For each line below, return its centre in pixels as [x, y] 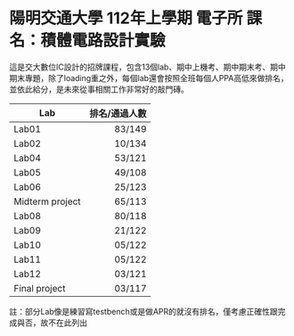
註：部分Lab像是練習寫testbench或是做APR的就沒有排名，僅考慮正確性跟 [143, 311]
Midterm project [48, 201]
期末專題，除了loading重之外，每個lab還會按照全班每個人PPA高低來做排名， [149, 78]
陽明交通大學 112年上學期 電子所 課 [136, 18]
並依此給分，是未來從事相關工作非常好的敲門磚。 [99, 89]
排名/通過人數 [118, 113]
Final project [40, 288]
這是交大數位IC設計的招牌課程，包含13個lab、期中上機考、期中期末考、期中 [148, 67]
